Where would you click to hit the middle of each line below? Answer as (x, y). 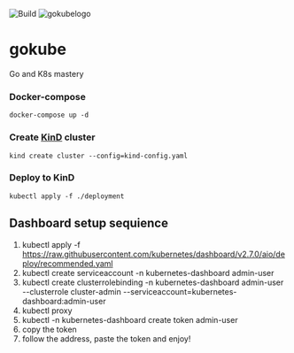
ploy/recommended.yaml (67, 263)
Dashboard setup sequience (89, 223)
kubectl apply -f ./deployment (67, 196)
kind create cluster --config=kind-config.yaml (99, 156)
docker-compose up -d (49, 115)
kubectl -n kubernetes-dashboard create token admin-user (130, 319)
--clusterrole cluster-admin (71, 291)
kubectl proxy (47, 311)
